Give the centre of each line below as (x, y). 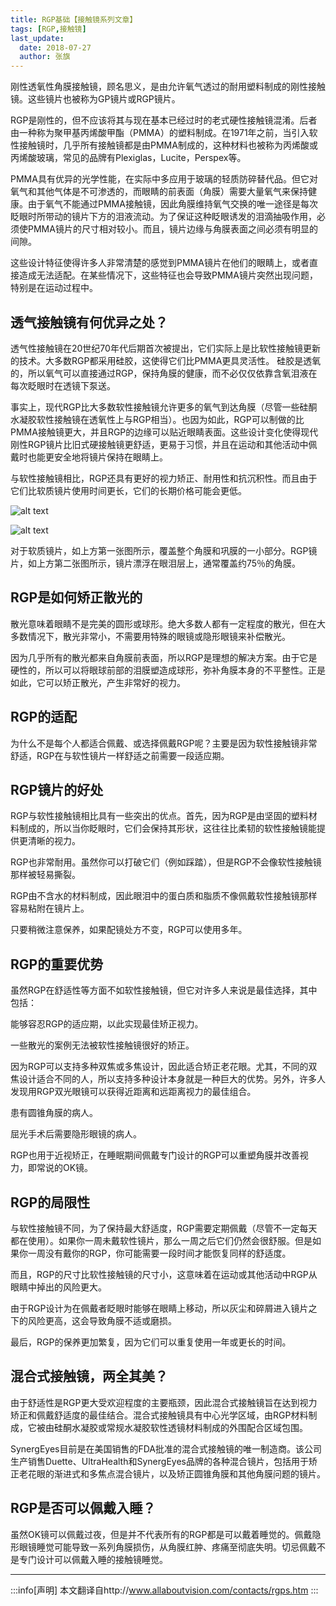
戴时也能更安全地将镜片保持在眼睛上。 (89, 457)
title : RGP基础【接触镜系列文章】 (74, 19)
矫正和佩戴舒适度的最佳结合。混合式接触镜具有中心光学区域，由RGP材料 (159, 1415)
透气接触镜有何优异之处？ (89, 322)
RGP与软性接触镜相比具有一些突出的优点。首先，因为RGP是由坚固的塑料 (159, 816)
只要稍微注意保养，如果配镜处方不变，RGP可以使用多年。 (129, 930)
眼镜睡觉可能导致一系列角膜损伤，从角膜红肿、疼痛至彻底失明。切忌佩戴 (167, 1547)
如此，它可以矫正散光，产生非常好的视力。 (98, 682)
